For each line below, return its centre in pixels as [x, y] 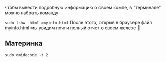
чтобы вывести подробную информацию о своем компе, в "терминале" [83, 7]
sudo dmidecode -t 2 [27, 55]
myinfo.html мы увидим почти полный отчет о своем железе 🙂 [72, 28]
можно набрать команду [32, 13]
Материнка [24, 44]
